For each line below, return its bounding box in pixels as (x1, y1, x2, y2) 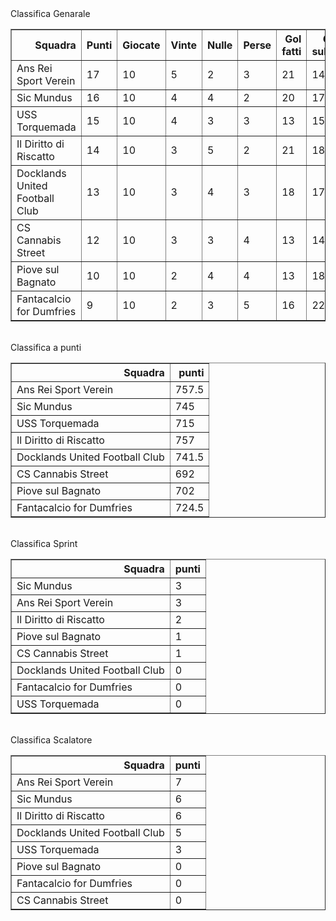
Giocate (122, 38, 161, 52)
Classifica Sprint (10, 538, 78, 549)
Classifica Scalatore (10, 734, 93, 746)
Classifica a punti (10, 342, 82, 353)
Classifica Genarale (10, 8, 91, 19)
